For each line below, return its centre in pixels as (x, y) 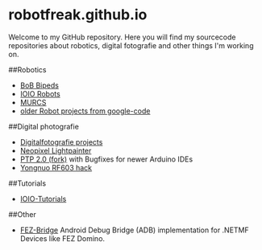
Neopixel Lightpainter (56, 150)
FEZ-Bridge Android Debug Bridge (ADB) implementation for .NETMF (135, 230)
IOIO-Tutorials (43, 199)
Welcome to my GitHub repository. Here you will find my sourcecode (122, 37)
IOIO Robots (40, 93)
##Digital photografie (44, 126)
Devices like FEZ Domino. (62, 238)
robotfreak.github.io (78, 15)
